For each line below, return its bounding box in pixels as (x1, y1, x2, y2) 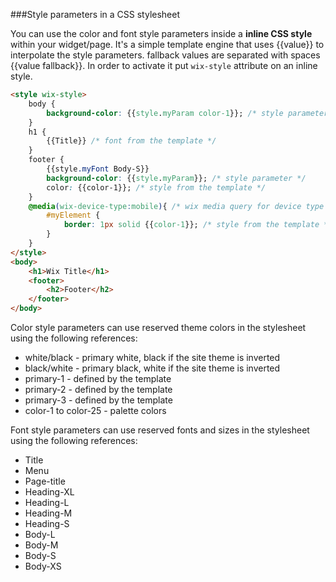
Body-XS (24, 560, 62, 572)
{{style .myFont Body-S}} (46, 164, 150, 174)
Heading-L (24, 497, 70, 508)
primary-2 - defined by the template (24, 384, 173, 395)
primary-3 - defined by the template (24, 394, 173, 406)
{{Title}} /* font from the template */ (46, 136, 217, 146)
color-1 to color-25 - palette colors (24, 405, 167, 416)
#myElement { (46, 210, 101, 221)
